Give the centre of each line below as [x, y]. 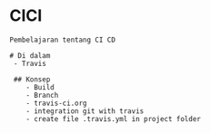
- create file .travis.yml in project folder [114, 119]
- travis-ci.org [57, 103]
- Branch [42, 95]
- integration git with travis [85, 111]
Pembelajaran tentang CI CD [63, 40]
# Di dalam [30, 55]
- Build [40, 87]
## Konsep [32, 79]
